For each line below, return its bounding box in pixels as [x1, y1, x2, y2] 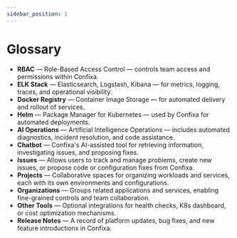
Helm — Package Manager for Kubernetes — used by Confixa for [16, 110, 209, 118]
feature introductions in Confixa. [16, 224, 112, 232]
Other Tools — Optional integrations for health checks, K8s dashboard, [16, 201, 226, 209]
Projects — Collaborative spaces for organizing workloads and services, [16, 170, 231, 179]
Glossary [6, 41, 62, 57]
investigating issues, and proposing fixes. [16, 148, 139, 157]
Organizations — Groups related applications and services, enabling [16, 186, 218, 195]
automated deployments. [16, 118, 90, 126]
